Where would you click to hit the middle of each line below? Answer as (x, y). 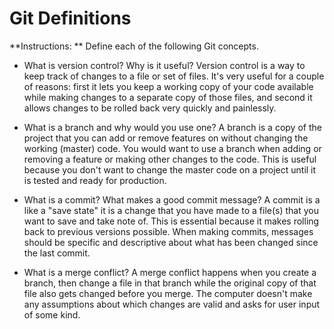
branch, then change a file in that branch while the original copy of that (170, 283)
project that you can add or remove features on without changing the (166, 138)
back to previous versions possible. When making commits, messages (168, 231)
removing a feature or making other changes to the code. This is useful (170, 159)
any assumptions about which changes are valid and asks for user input (172, 304)
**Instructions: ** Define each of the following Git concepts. (134, 46)
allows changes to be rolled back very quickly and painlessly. (150, 108)
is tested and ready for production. (95, 180)
